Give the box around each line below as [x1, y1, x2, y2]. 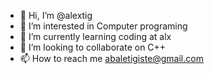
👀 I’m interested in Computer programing [19, 20, 188, 32]
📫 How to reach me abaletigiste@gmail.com [19, 53, 204, 64]
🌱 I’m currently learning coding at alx [19, 31, 172, 42]
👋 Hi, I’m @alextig [19, 10, 93, 21]
